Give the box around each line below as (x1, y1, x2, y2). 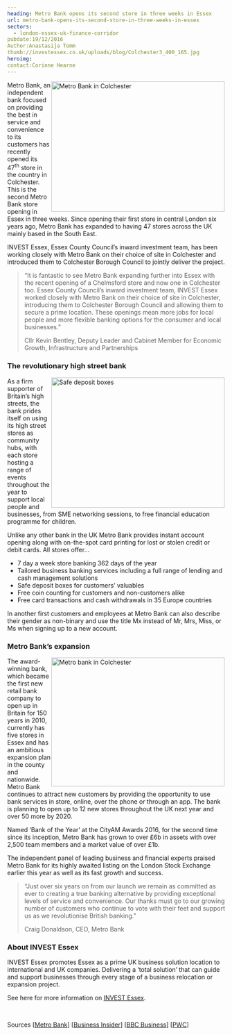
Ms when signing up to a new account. (7, 624, 118, 632)
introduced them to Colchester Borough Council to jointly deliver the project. (7, 258, 225, 266)
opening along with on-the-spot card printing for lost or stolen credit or (7, 538, 211, 546)
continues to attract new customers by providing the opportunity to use (7, 790, 211, 798)
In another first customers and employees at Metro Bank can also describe (7, 609, 220, 618)
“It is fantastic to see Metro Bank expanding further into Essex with (24, 272, 215, 280)
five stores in (7, 731, 44, 739)
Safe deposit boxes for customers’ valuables (17, 581, 145, 589)
